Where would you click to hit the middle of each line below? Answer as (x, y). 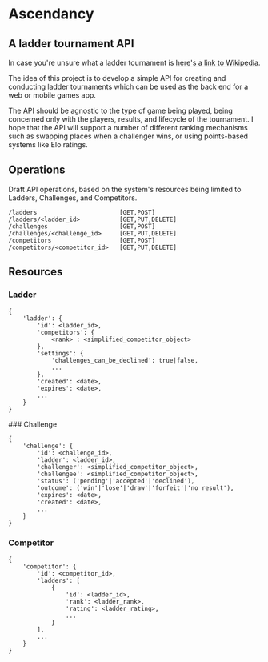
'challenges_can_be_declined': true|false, (124, 360)
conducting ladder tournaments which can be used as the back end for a (128, 86)
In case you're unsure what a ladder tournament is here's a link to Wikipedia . (134, 62)
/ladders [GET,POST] (82, 212)
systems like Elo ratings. (48, 144)
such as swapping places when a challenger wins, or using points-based (128, 136)
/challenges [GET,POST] (82, 226)
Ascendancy (51, 14)
